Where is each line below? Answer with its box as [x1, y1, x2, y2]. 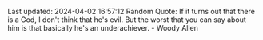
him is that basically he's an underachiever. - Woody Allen [7, 24, 199, 32]
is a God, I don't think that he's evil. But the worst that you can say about [7, 15, 247, 24]
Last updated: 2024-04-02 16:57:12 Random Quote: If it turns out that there [7, 7, 255, 16]
